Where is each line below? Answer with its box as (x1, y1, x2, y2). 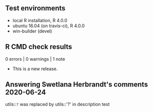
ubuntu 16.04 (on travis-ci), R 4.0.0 (12, 23, 85, 29)
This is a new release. (12, 65, 58, 72)
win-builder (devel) (12, 28, 52, 34)
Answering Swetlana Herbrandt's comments (5, 80, 148, 89)
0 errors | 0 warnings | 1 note (5, 56, 65, 62)
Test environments (5, 4, 65, 13)
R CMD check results (5, 43, 72, 51)
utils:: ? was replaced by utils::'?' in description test (5, 101, 110, 107)
